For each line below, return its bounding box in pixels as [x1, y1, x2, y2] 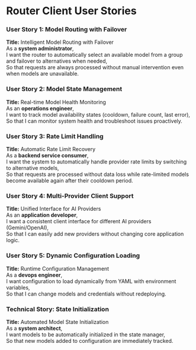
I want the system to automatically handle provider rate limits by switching [6, 158, 187, 165]
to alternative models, [6, 165, 59, 172]
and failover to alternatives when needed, [6, 57, 108, 65]
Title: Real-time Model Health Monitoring [6, 98, 107, 105]
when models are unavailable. [6, 70, 79, 78]
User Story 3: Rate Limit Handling [6, 132, 104, 140]
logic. [6, 237, 20, 244]
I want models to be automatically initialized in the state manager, [6, 330, 166, 338]
